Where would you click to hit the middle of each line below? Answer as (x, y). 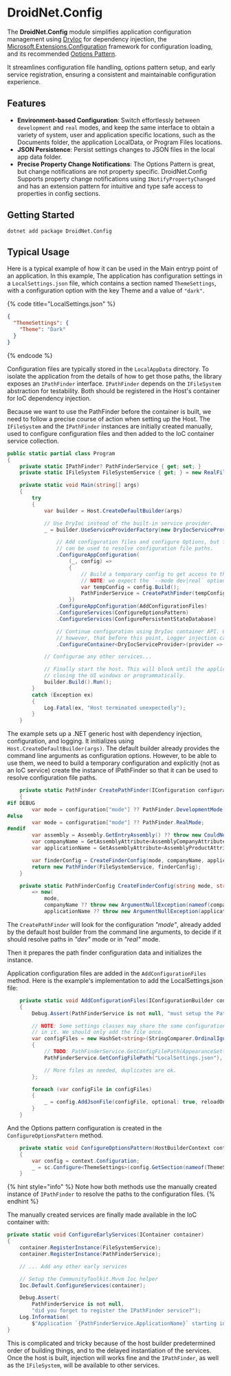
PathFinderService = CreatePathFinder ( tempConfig (153, 594)
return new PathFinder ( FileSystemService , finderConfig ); (117, 867)
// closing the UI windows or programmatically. (115, 676)
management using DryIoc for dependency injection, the (87, 39)
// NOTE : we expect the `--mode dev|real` (143, 581)
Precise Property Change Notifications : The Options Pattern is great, (116, 164)
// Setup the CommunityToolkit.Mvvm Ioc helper (89, 1279)
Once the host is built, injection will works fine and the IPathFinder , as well (113, 1357)
